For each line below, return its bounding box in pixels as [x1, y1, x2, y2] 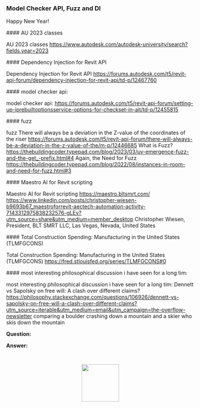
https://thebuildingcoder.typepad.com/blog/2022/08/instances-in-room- [6, 161, 186, 168]
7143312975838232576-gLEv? [6, 209, 82, 217]
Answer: [6, 342, 28, 350]
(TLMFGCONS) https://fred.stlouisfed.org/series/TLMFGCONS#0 [6, 258, 167, 265]
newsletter [6, 313, 33, 320]
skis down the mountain [6, 319, 65, 326]
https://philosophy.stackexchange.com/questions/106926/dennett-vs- [6, 293, 179, 301]
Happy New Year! [6, 18, 50, 25]
